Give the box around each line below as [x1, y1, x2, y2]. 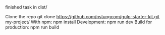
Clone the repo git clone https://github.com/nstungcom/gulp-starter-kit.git [5, 14, 160, 19]
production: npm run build [5, 24, 60, 30]
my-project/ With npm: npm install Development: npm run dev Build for [5, 19, 152, 25]
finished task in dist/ [5, 4, 47, 10]
